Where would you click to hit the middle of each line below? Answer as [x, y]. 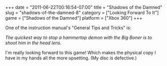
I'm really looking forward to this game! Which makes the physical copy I [81, 53]
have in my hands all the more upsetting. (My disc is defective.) [71, 58]
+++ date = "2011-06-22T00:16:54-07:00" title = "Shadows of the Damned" [84, 7]
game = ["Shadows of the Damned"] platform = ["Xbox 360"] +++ [74, 18]
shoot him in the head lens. [33, 43]
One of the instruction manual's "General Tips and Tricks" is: [68, 28]
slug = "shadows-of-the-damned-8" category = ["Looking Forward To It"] [82, 13]
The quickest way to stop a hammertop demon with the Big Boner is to [79, 38]
